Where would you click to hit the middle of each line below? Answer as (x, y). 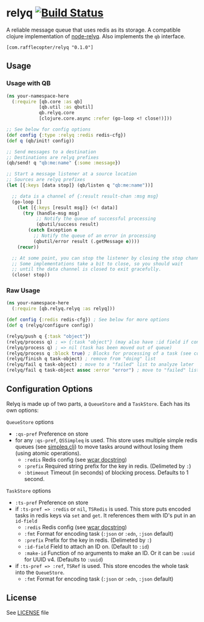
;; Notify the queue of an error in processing (94, 236)
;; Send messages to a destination (51, 152)
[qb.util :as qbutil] (66, 107)
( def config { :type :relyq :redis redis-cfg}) (66, 135)
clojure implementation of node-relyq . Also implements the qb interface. (96, 36)
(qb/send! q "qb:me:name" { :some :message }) (63, 163)
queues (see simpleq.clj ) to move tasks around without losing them (99, 446)
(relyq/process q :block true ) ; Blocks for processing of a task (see (99, 353)
